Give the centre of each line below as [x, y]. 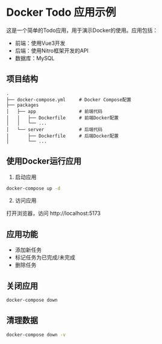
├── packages [23, 105]
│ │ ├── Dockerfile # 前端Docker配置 [63, 118]
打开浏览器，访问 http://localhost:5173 [54, 213]
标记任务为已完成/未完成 [45, 258]
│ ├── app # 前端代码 [55, 111]
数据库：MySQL [35, 58]
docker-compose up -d [33, 188]
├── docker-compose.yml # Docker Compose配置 [69, 100]
